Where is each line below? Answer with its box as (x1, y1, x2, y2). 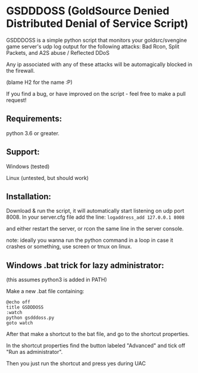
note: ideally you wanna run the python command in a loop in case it (6, 237, 174, 244)
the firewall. (6, 67, 35, 74)
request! (6, 97, 27, 104)
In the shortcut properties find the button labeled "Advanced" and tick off (6, 342, 186, 349)
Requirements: (6, 114, 62, 124)
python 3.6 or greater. (6, 129, 59, 136)
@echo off (6, 299, 31, 305)
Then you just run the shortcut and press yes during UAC (6, 360, 146, 367)
